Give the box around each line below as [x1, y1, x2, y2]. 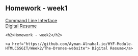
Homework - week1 [5, 4, 68, 13]
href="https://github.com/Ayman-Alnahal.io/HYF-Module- [12, 41, 133, 46]
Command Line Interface [5, 17, 58, 23]
